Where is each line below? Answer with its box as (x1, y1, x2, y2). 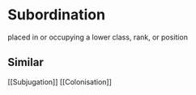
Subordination (7, 6, 106, 24)
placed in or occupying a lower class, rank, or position (7, 32, 188, 42)
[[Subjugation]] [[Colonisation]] (7, 76, 113, 86)
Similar (7, 56, 44, 69)
